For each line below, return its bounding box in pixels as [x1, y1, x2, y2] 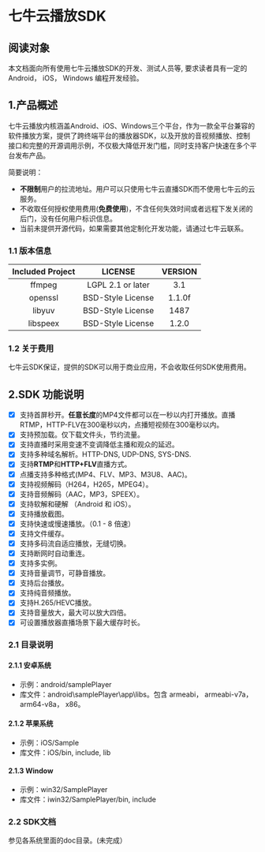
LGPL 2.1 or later [87, 279, 150, 290]
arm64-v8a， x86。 [19, 699, 85, 708]
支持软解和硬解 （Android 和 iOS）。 [19, 499, 136, 509]
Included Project [12, 266, 76, 277]
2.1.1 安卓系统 [8, 660, 52, 671]
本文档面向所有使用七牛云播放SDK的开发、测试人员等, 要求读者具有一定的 [8, 64, 248, 73]
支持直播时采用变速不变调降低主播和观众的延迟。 [19, 439, 179, 450]
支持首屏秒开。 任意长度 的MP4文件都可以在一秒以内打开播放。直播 [19, 410, 236, 420]
